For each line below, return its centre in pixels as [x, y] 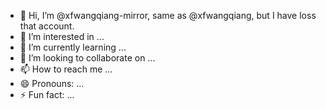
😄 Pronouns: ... [52, 83]
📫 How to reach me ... [66, 69]
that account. [47, 26]
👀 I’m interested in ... [62, 36]
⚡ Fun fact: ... [47, 94]
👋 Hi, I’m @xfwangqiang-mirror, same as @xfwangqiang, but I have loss [168, 15]
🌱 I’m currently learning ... [73, 47]
